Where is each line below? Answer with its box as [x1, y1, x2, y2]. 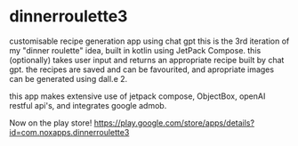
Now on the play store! [9, 118, 93, 128]
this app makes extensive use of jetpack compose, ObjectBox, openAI [9, 91, 266, 101]
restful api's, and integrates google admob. [9, 100, 167, 110]
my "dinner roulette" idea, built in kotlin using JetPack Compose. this [9, 45, 262, 55]
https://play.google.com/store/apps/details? [93, 118, 255, 128]
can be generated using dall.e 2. [9, 73, 128, 84]
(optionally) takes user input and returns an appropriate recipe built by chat [9, 54, 285, 65]
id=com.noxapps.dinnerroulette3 [9, 126, 130, 137]
